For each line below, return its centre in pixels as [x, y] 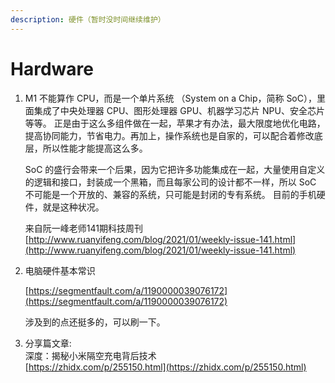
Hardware [52, 68]
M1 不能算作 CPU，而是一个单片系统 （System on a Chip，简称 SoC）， [170, 98]
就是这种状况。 [73, 207]
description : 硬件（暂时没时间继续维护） [88, 19]
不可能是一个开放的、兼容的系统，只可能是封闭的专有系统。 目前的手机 [170, 194]
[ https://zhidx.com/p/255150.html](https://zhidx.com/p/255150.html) [165, 367]
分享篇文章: [48, 343]
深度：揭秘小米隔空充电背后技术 [90, 355]
